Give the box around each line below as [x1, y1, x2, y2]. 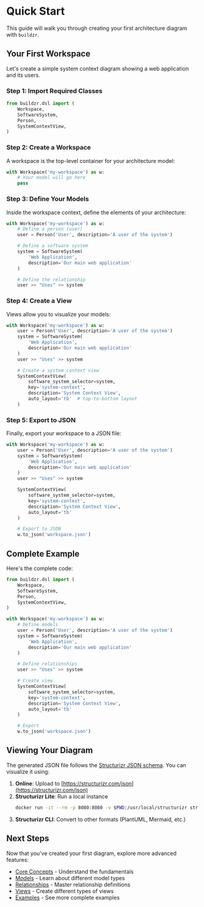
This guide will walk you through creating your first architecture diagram [6, 24, 188, 32]
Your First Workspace [6, 49, 91, 59]
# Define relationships [17, 661, 78, 667]
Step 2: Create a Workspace [6, 143, 91, 152]
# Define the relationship [17, 276, 86, 283]
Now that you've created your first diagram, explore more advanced [6, 850, 177, 857]
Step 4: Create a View [6, 297, 72, 305]
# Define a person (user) [17, 226, 83, 233]
